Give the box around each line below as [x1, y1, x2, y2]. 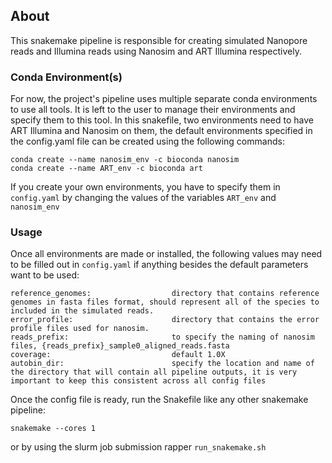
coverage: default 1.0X [10, 350, 226, 360]
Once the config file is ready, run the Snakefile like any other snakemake [10, 394, 309, 406]
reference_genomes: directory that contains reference [10, 289, 320, 299]
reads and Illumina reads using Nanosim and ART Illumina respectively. [10, 45, 302, 57]
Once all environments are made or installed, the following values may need [10, 248, 323, 260]
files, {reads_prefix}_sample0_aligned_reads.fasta [10, 341, 230, 351]
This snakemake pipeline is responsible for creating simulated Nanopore [10, 34, 308, 46]
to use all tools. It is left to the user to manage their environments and [10, 104, 296, 116]
